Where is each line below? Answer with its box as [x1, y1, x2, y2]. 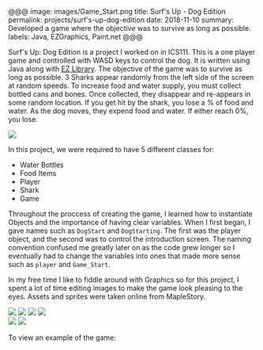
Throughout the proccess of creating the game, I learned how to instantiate [8, 209, 253, 219]
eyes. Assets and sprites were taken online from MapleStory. [8, 292, 206, 301]
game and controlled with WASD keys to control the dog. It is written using [8, 55, 250, 65]
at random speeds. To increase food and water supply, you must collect [8, 81, 242, 90]
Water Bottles [19, 160, 65, 169]
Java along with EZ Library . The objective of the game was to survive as [8, 64, 242, 74]
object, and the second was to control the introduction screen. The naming [8, 234, 251, 244]
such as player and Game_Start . [8, 260, 111, 268]
